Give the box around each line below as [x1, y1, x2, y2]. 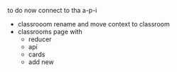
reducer [28, 35, 52, 43]
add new [28, 58, 55, 66]
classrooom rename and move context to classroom [17, 20, 170, 28]
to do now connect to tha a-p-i [7, 6, 97, 14]
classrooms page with [17, 28, 83, 36]
